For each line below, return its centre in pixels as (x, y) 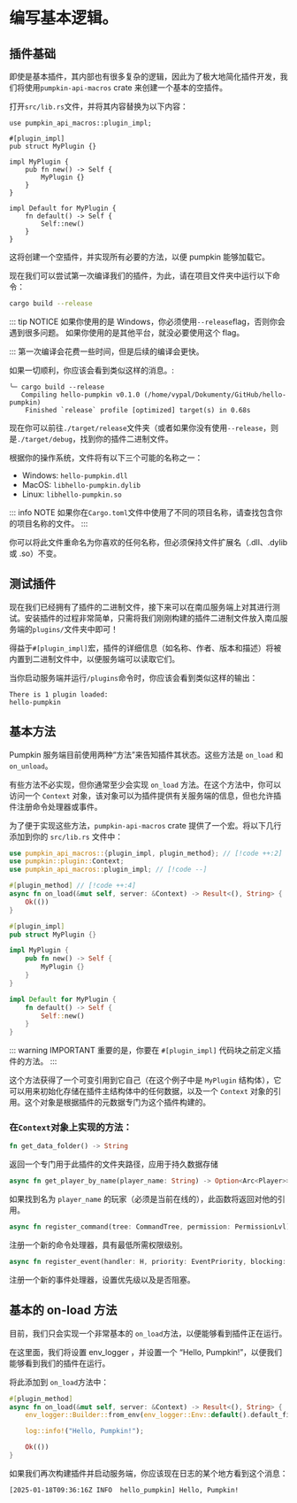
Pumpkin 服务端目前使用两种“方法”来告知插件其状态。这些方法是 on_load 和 (146, 754)
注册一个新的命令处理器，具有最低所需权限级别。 (98, 1245)
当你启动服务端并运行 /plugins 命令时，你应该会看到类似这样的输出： (133, 677)
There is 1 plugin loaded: (59, 694)
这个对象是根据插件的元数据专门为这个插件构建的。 (117, 1102)
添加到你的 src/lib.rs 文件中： (66, 836)
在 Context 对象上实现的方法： (71, 1128)
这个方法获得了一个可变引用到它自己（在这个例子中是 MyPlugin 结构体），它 (145, 1080)
